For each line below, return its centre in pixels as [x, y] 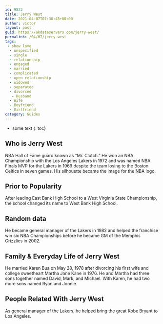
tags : [10, 42]
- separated [22, 87]
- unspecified [24, 50]
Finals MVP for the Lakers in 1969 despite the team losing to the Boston [77, 166]
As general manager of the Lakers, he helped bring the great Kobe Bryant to [81, 311]
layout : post [18, 28]
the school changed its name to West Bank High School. [61, 203]
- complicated [24, 73]
